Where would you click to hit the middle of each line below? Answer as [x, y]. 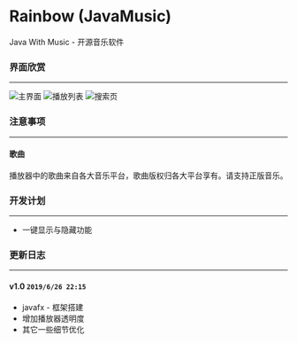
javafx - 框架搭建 [53, 307]
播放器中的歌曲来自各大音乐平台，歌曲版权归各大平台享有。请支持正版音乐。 [148, 175]
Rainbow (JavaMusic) [91, 16]
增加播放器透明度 [53, 318]
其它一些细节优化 [53, 329]
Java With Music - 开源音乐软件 [67, 42]
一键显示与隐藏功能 [57, 230]
